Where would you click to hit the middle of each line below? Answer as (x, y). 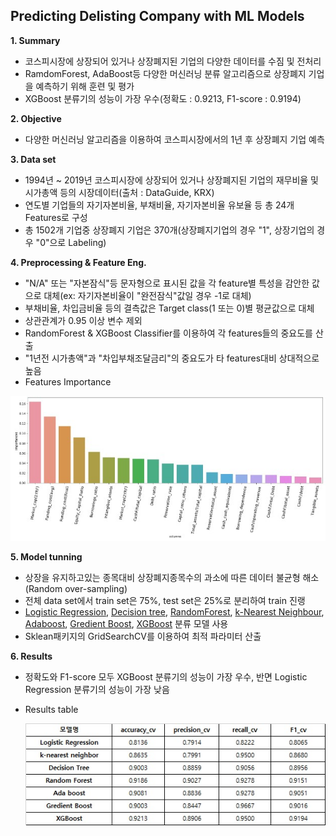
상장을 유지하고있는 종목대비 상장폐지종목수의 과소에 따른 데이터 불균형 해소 (172, 577)
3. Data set (33, 159)
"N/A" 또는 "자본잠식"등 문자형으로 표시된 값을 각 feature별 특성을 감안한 (167, 283)
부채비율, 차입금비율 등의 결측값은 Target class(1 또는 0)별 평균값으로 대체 (169, 308)
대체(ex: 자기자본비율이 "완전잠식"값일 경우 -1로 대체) (147, 295)
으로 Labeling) (78, 242)
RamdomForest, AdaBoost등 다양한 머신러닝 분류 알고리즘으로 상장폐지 (165, 73)
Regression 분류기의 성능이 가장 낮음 (97, 689)
